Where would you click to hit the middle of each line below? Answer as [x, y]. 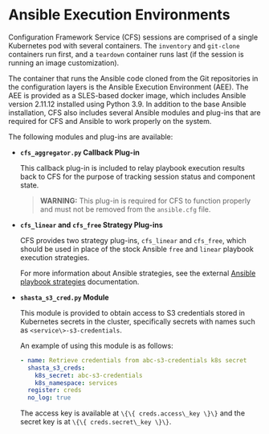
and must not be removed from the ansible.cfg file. [125, 209]
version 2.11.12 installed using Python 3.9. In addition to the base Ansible [127, 104]
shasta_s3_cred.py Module [65, 297]
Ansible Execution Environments [119, 15]
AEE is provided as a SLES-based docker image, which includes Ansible [127, 95]
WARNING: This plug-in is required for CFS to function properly [145, 200]
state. [29, 185]
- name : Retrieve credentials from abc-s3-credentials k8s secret [133, 360]
